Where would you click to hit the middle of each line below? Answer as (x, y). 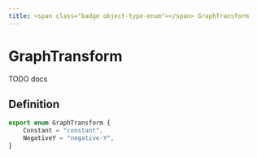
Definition (34, 104)
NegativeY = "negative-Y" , (69, 138)
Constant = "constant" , (63, 131)
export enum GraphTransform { (60, 123)
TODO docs (28, 79)
